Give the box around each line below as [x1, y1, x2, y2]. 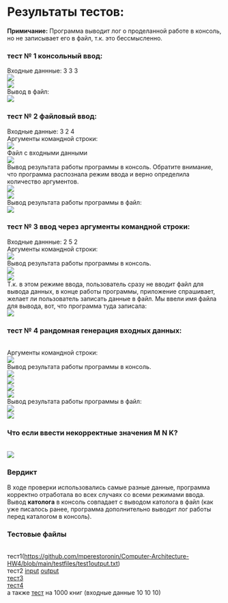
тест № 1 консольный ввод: [7, 51, 103, 60]
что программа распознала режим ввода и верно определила [7, 170, 190, 178]
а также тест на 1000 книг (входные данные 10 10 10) [7, 589, 161, 597]
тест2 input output [7, 567, 59, 575]
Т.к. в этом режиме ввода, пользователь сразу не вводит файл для [7, 280, 204, 288]
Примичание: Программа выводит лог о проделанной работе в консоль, [7, 27, 222, 35]
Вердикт [7, 467, 38, 477]
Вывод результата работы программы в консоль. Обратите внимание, [7, 162, 214, 171]
